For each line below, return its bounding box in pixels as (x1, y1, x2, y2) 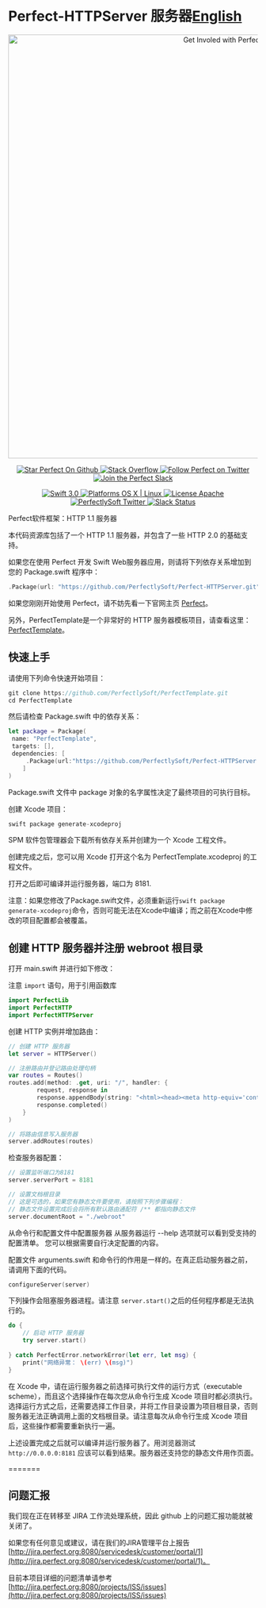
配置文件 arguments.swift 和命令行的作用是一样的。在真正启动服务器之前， (8, 1255, 252, 1264)
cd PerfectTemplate (8, 696, 73, 704)
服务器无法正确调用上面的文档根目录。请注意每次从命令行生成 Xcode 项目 (8, 1411, 249, 1421)
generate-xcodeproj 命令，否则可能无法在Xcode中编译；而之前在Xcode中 (8, 906, 246, 916)
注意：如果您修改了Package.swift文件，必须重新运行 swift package (8, 896, 226, 905)
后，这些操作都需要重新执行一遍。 (8, 1421, 120, 1430)
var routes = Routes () (8, 1071, 83, 1080)
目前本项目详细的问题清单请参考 (8, 1573, 112, 1583)
